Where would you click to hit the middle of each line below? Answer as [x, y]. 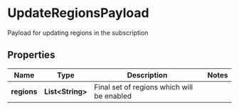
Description [147, 75]
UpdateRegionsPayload [78, 13]
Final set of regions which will [144, 87]
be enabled [113, 96]
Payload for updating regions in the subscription [78, 33]
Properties [31, 55]
